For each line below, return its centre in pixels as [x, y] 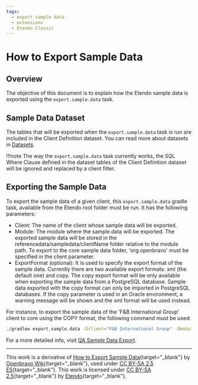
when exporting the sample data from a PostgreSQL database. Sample [100, 281]
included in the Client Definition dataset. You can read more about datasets [97, 139]
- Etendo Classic [33, 28]
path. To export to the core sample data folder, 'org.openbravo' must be [102, 250]
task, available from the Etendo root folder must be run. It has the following [97, 208]
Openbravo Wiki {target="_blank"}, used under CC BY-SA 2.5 [80, 363]
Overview [24, 79]
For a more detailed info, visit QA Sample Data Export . [71, 340]
